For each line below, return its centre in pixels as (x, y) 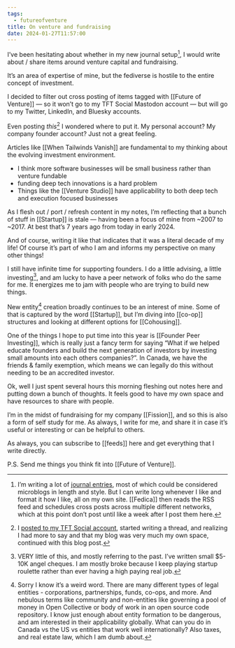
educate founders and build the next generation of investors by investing (112, 350)
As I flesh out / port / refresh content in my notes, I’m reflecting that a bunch (117, 212)
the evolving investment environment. (62, 154)
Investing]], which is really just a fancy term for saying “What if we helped (114, 343)
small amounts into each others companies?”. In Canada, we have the (107, 358)
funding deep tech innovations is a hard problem (87, 183)
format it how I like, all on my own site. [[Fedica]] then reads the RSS (116, 499)
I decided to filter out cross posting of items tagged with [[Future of (104, 96)
